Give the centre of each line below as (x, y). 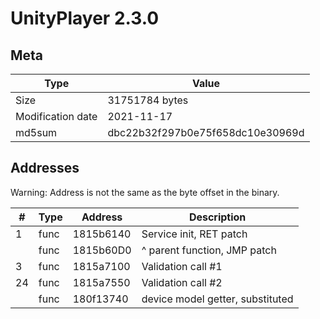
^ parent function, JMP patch (209, 250)
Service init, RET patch (194, 234)
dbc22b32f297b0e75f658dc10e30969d (206, 132)
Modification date (56, 116)
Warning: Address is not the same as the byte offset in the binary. (145, 192)
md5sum (36, 132)
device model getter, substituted (217, 299)
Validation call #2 (182, 282)
